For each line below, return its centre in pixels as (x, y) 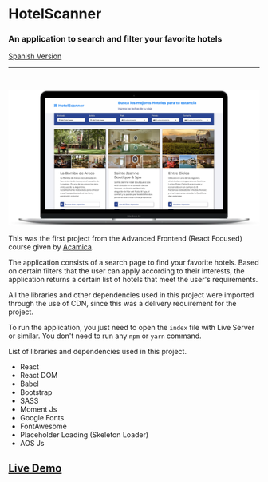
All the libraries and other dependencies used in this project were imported (131, 295)
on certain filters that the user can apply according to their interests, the (126, 271)
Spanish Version (35, 56)
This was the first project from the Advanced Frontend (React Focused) (126, 238)
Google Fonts (42, 417)
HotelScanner (55, 14)
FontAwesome (43, 426)
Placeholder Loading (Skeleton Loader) (84, 434)
